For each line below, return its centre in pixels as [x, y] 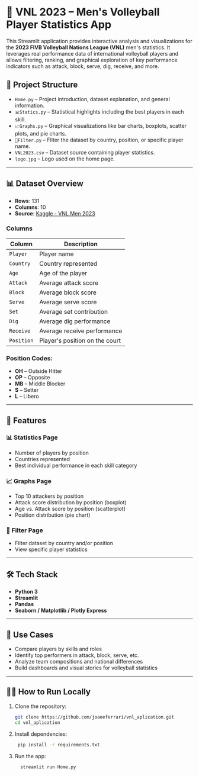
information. [29, 105]
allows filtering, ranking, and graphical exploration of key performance [92, 60]
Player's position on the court [80, 340]
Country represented [68, 263]
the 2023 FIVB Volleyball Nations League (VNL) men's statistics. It [88, 47]
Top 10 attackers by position [49, 496]
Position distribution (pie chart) [52, 515]
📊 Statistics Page [32, 437]
